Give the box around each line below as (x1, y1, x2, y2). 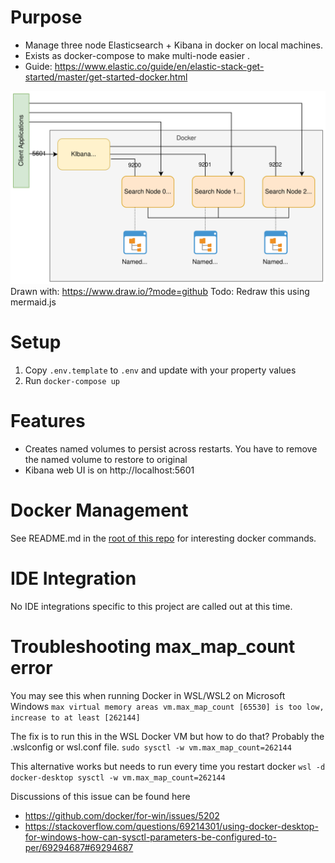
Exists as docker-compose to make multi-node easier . (24, 49, 250, 61)
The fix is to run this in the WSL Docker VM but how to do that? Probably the (10, 730, 325, 742)
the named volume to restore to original (24, 453, 188, 465)
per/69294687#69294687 (24, 841, 134, 853)
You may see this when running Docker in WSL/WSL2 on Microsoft (10, 689, 286, 701)
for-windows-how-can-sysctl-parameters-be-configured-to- (24, 831, 277, 843)
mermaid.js (10, 296, 57, 308)
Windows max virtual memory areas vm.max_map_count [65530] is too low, (10, 700, 325, 712)
